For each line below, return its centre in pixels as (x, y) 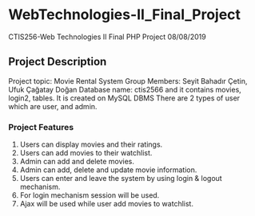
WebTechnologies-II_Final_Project (125, 15)
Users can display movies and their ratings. (91, 144)
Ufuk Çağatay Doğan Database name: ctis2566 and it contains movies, (125, 89)
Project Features (41, 127)
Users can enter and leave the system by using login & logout (121, 179)
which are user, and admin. (53, 106)
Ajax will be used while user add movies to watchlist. (107, 204)
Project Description (58, 62)
